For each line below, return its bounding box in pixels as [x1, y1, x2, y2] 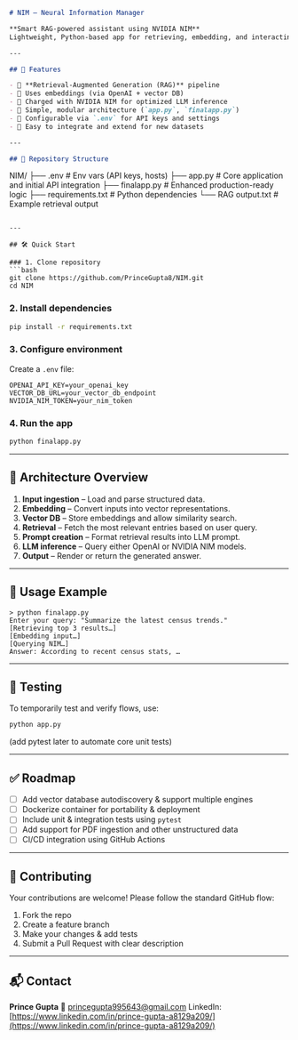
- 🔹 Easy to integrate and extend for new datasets [9, 122, 204, 131]
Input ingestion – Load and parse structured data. [21, 494, 206, 504]
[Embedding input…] [9, 632, 82, 641]
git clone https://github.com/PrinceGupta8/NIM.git [9, 274, 204, 283]
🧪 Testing [9, 680, 63, 695]
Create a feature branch [21, 919, 110, 930]
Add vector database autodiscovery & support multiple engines [21, 794, 254, 805]
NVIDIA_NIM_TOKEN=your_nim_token [9, 396, 133, 405]
